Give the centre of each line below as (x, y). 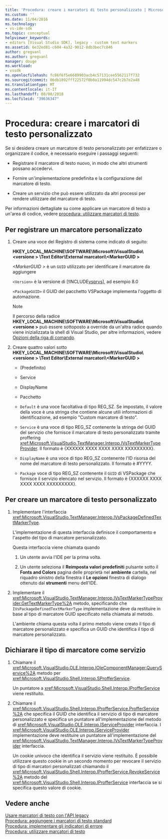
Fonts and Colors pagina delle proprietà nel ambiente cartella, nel (88, 572)
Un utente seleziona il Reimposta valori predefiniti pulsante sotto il (89, 567)
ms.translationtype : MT (30, 84)
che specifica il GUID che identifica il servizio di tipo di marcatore (91, 714)
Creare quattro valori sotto (39, 347)
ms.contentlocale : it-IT (31, 89)
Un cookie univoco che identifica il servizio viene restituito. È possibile (85, 756)
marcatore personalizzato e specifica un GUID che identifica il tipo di (83, 629)
